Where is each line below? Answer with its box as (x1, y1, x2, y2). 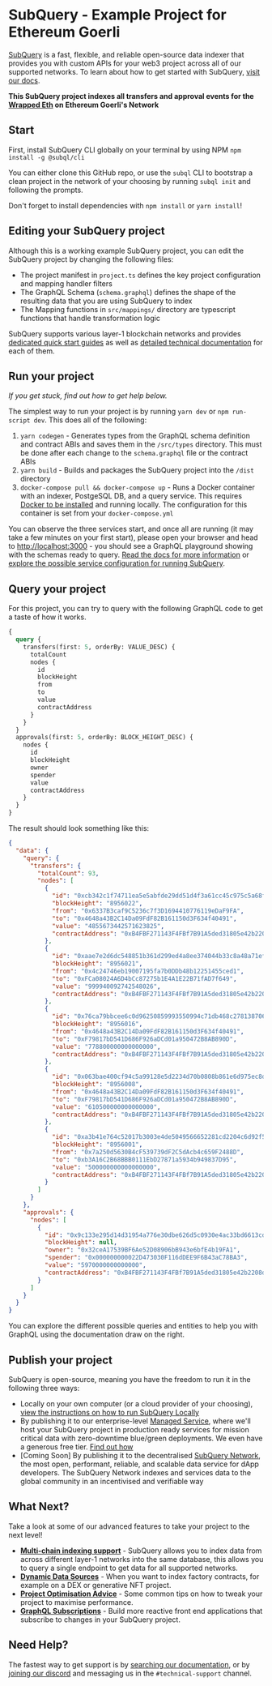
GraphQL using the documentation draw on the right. (8, 1329, 185, 1339)
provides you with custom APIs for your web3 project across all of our (8, 58, 241, 68)
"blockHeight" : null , (44, 1239, 117, 1247)
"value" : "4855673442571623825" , (51, 922, 164, 930)
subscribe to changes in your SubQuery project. (19, 1615, 181, 1624)
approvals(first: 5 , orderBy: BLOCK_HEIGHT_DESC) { (15, 734, 194, 742)
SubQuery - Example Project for (8, 6, 227, 24)
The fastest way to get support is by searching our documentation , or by (8, 1659, 250, 1669)
